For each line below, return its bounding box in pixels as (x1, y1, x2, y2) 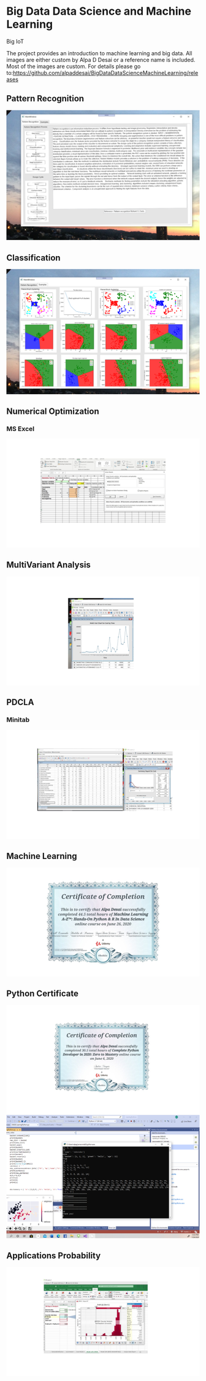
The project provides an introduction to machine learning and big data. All (6, 49, 193, 56)
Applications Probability (6, 1250, 101, 1261)
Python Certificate (6, 988, 78, 998)
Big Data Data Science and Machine (6, 4, 192, 18)
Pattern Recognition (6, 93, 85, 104)
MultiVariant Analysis (6, 560, 91, 570)
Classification (6, 252, 61, 263)
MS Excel (6, 424, 35, 433)
